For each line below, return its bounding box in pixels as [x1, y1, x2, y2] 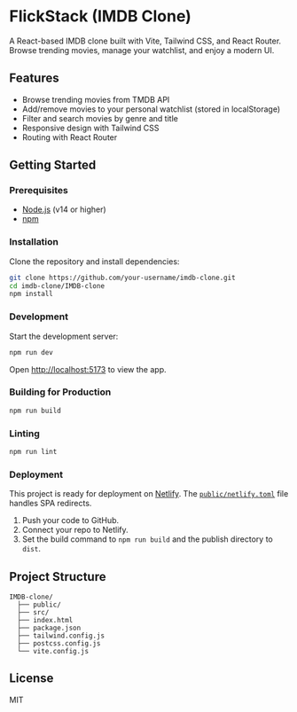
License [9, 671, 54, 686]
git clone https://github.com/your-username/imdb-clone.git [9, 273, 237, 282]
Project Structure [9, 569, 106, 584]
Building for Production [9, 386, 112, 398]
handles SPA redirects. [9, 498, 92, 509]
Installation [9, 236, 59, 248]
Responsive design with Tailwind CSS [21, 122, 160, 133]
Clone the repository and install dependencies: [9, 255, 180, 267]
